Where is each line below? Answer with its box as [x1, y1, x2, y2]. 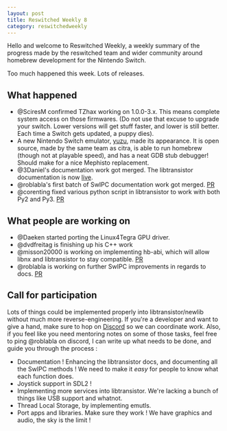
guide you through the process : [7, 344, 98, 352]
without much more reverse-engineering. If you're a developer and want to [7, 315, 218, 323]
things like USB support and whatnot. [16, 394, 123, 402]
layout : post [7, 10, 45, 17]
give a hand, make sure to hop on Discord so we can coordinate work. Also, [7, 322, 221, 330]
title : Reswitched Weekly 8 [7, 16, 88, 23]
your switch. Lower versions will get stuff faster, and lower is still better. [16, 122, 219, 130]
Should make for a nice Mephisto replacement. [16, 159, 150, 167]
